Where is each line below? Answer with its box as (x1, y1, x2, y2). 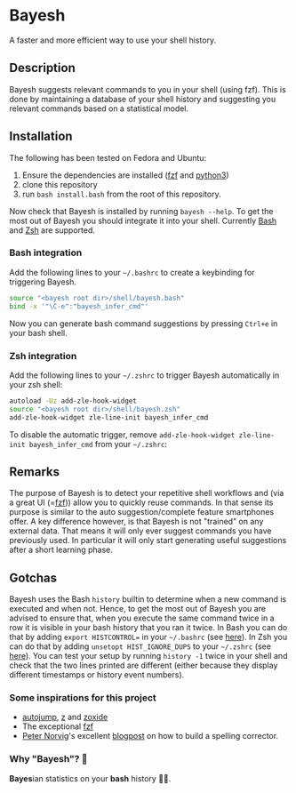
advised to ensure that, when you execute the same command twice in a (9, 613, 275, 623)
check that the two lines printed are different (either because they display (9, 660, 278, 671)
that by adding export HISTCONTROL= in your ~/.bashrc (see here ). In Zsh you (9, 632, 287, 643)
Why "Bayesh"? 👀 (9, 753, 88, 765)
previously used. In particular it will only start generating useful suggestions (9, 535, 287, 546)
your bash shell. (9, 327, 68, 338)
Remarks (9, 464, 60, 479)
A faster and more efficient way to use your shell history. (9, 35, 216, 45)
